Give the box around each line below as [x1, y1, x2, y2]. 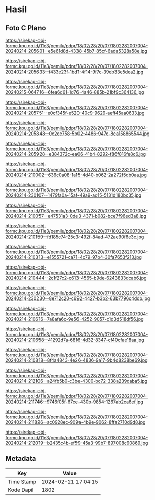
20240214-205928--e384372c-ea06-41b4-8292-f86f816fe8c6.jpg [5, 151, 146, 157]
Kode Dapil [8, 486, 34, 493]
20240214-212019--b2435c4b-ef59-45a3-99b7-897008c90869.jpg [5, 440, 148, 446]
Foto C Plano [5, 24, 46, 32]
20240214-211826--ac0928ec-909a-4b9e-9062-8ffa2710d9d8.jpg [5, 419, 146, 425]
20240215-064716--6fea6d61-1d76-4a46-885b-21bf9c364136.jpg [5, 89, 144, 95]
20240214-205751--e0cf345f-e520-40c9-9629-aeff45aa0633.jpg [5, 110, 145, 116]
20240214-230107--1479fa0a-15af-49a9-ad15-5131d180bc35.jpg [5, 192, 142, 198]
